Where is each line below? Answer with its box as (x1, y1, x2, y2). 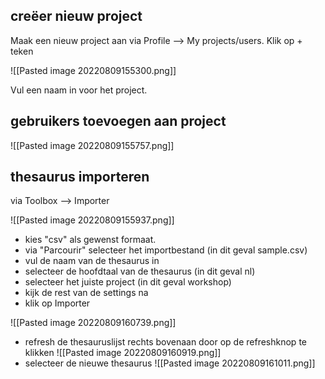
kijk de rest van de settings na (24, 287, 149, 299)
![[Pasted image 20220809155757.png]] (10, 139, 175, 151)
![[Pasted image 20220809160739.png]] (10, 317, 177, 329)
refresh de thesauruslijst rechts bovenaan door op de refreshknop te (24, 336, 307, 348)
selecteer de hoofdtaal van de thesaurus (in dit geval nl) (24, 265, 256, 278)
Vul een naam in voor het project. (10, 84, 148, 96)
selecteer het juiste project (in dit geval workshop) (24, 276, 232, 288)
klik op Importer (24, 297, 91, 309)
